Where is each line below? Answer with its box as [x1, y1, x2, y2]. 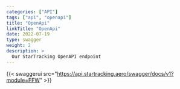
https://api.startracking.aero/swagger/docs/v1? [57, 70, 174, 77]
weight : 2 [6, 43, 31, 49]
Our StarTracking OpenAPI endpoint [11, 54, 101, 60]
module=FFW [6, 76, 40, 84]
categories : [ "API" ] [6, 8, 59, 15]
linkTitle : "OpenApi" [6, 25, 61, 32]
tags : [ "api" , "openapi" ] [6, 14, 71, 20]
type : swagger [6, 37, 42, 43]
